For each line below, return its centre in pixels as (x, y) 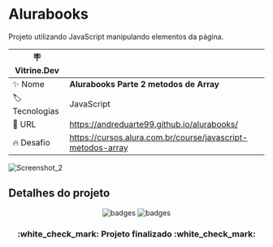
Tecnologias (36, 110)
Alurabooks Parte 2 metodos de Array (144, 84)
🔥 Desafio (31, 142)
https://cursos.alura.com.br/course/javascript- (158, 137)
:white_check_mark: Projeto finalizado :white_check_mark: (136, 234)
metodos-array (99, 147)
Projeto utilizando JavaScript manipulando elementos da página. (116, 37)
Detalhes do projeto (59, 193)
